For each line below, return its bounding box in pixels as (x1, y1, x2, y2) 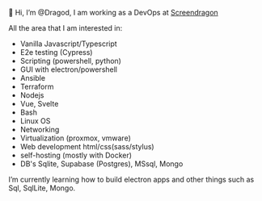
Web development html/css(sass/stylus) (19, 142, 155, 151)
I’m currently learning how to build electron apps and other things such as (8, 174, 255, 184)
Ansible (19, 73, 46, 82)
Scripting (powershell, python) (19, 57, 121, 65)
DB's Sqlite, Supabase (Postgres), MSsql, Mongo (19, 159, 184, 169)
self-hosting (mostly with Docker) (19, 150, 132, 160)
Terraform (19, 82, 54, 91)
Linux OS (19, 116, 51, 125)
